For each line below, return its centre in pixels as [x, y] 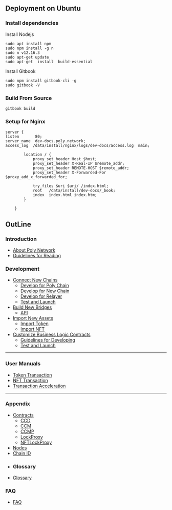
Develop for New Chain [45, 291]
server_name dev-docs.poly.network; [46, 141]
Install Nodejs [20, 34]
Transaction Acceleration [39, 386]
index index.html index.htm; [65, 195]
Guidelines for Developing [48, 340]
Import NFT [33, 329]
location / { [38, 155]
